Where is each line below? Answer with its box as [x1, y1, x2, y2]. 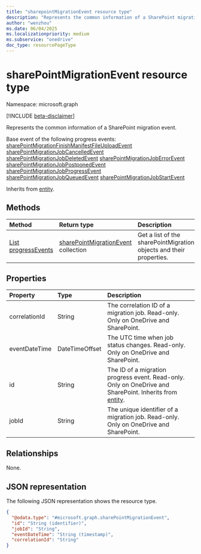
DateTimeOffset [57, 345, 102, 353]
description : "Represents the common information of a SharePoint [6, 14, 175, 20]
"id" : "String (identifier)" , [11, 520, 87, 526]
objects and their [137, 245, 185, 254]
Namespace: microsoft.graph [6, 100, 78, 108]
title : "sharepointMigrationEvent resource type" [6, 8, 133, 15]
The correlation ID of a [107, 301, 170, 309]
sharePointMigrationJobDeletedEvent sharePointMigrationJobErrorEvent [6, 154, 185, 162]
